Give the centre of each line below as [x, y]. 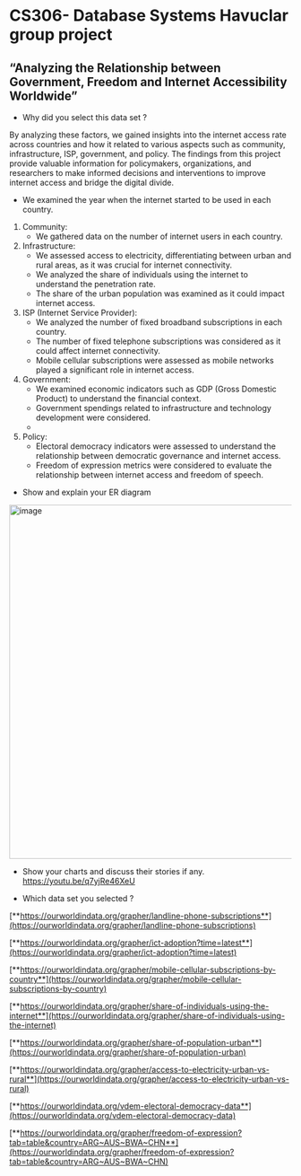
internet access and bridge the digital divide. [92, 182]
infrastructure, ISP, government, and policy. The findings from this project [145, 154]
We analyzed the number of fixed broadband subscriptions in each [159, 322]
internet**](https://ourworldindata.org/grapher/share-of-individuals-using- [147, 1016]
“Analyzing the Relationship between [115, 68]
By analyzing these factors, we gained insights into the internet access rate [148, 135]
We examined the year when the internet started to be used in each [146, 200]
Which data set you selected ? [78, 898]
